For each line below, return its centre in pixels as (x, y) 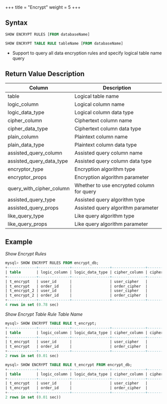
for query (85, 192)
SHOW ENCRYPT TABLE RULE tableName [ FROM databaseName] (64, 43)
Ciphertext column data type (108, 129)
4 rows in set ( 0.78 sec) (32, 305)
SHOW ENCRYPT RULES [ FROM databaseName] (48, 34)
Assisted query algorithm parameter (117, 208)
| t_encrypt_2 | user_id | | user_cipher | (77, 291)
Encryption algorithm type (105, 169)
